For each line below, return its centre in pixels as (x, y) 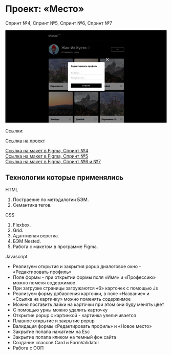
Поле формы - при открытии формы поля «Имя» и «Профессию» (84, 277)
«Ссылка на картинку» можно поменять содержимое (72, 299)
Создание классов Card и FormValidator (56, 343)
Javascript (16, 257)
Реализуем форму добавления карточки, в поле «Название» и (81, 294)
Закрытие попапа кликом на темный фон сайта (64, 337)
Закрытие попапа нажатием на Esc (51, 332)
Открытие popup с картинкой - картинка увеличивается (74, 316)
